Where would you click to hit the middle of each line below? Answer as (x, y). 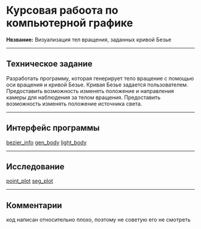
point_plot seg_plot (30, 181)
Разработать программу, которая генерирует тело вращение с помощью (100, 78)
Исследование (35, 167)
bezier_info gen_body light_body (46, 142)
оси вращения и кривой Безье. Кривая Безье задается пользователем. (97, 85)
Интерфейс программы (53, 128)
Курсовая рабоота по (62, 10)
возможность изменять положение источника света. (74, 103)
